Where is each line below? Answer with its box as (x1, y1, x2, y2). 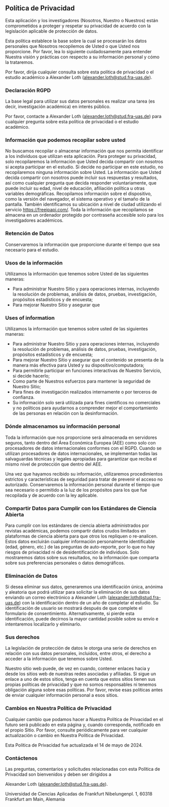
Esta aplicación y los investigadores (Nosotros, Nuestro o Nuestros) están (5, 17, 158, 23)
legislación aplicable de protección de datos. (5, 28, 98, 34)
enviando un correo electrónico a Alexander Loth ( (5, 594, 110, 600)
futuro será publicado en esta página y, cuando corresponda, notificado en (5, 722, 161, 728)
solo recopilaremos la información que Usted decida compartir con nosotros (5, 158, 163, 165)
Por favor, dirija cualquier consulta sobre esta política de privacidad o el (5, 69, 154, 75)
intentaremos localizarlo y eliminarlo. (5, 621, 81, 627)
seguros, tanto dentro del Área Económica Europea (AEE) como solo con (5, 439, 156, 445)
